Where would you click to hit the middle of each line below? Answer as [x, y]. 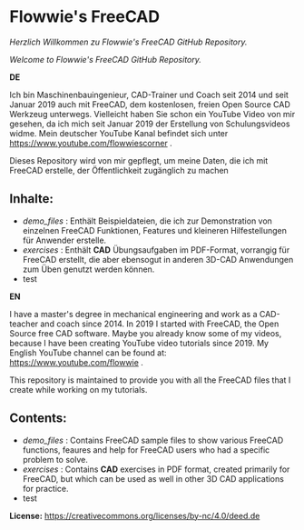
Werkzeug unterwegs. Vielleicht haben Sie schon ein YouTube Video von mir [152, 114]
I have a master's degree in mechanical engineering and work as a [133, 314]
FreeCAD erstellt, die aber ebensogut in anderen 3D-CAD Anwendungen [158, 259]
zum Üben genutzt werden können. [88, 269]
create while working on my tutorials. [78, 389]
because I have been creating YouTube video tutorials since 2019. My [139, 343]
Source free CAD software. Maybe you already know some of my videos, [146, 333]
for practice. [46, 488]
